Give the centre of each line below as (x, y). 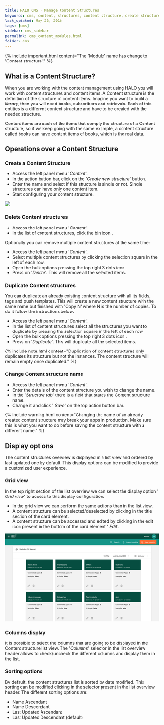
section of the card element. (41, 516)
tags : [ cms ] (17, 26)
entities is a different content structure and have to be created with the (76, 109)
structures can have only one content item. (55, 189)
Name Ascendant (30, 702)
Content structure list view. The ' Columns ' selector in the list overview (75, 648)
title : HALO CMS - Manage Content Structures (52, 10)
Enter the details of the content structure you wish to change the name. (84, 390)
